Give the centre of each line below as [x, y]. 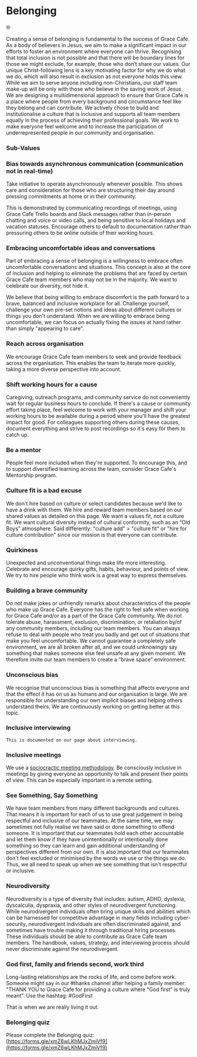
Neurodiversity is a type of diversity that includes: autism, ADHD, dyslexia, [96, 899]
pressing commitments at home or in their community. [71, 197]
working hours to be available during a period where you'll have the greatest [98, 416]
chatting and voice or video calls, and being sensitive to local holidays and [96, 220]
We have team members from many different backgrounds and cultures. [93, 808]
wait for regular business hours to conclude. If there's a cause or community [98, 404]
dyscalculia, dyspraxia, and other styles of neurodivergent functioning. [91, 905]
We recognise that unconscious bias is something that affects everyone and [98, 687]
